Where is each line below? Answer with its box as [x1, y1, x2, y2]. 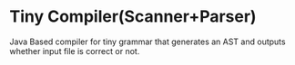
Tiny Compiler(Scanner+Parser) [9, 6, 257, 27]
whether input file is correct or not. [9, 45, 140, 56]
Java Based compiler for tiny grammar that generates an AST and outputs [9, 36, 286, 47]
